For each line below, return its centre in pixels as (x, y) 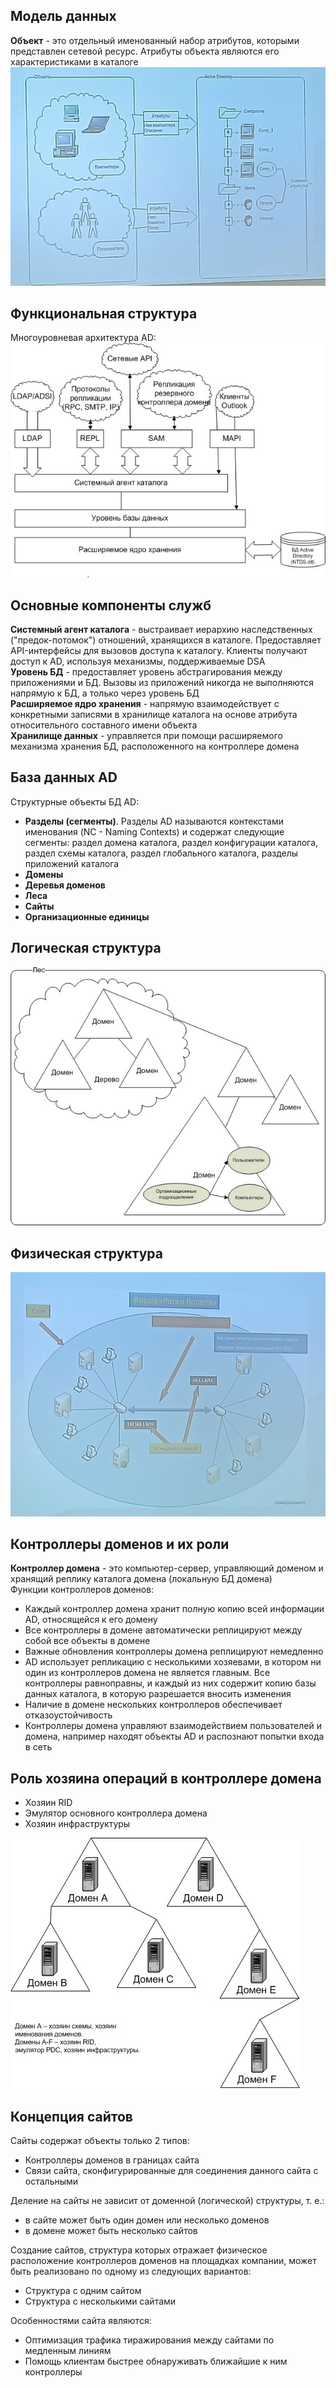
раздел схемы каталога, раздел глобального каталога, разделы (161, 853)
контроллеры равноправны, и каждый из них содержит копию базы (170, 1683)
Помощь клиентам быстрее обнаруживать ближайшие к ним (156, 2361)
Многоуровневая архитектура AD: (83, 338)
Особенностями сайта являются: (81, 2321)
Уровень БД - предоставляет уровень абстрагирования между (146, 672)
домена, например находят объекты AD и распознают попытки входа (174, 1736)
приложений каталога (72, 863)
